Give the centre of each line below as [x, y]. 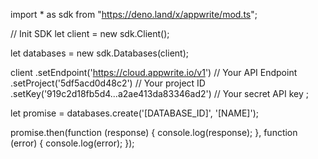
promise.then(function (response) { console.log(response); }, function [154, 132]
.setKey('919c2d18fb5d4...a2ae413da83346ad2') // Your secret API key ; [159, 93]
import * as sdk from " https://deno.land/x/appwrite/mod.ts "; [134, 14]
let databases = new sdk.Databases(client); [99, 53]
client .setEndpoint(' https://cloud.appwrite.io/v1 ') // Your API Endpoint [154, 72]
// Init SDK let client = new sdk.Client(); [90, 33]
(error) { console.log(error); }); [72, 143]
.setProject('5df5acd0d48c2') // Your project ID [108, 83]
